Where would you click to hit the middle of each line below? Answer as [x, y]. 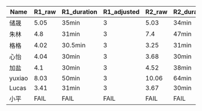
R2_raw [156, 12]
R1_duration [79, 12]
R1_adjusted [121, 12]
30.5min [74, 45]
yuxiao [19, 78]
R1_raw [45, 12]
